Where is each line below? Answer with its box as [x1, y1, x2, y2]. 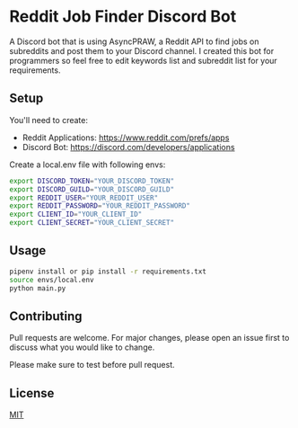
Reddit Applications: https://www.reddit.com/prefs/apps [22, 132, 230, 143]
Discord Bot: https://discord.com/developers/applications [22, 141, 235, 152]
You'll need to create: [9, 114, 88, 125]
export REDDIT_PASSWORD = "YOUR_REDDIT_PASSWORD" [9, 201, 191, 210]
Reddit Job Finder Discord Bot [9, 6, 237, 27]
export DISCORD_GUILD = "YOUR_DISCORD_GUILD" [9, 184, 175, 194]
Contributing [9, 308, 83, 324]
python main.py [9, 283, 66, 293]
